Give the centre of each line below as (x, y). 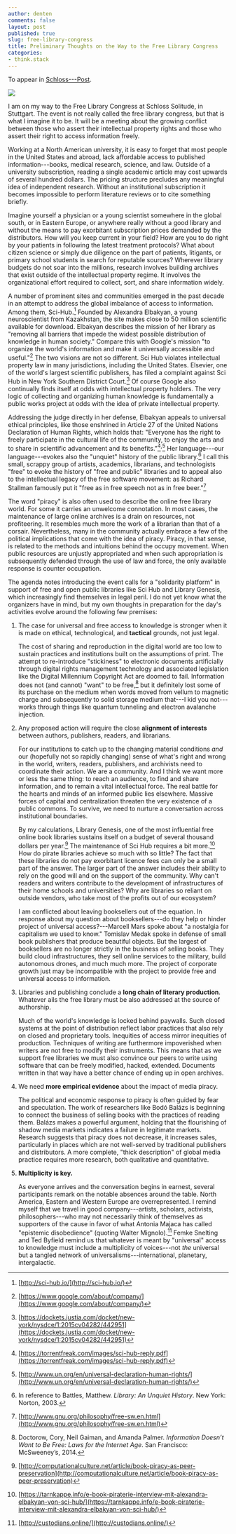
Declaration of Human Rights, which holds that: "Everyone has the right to (114, 432)
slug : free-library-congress (50, 40)
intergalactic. (37, 1262)
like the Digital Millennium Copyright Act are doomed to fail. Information (121, 676)
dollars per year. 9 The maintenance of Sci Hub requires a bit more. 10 (117, 845)
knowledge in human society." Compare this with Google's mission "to (109, 341)
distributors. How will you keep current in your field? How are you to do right (118, 237)
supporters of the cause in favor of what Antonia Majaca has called (115, 1224)
